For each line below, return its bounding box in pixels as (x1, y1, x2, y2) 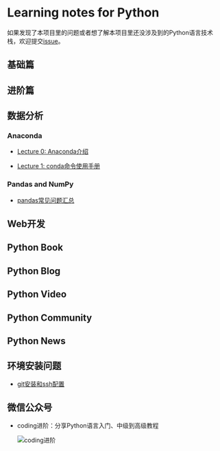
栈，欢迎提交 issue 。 (7, 36, 64, 45)
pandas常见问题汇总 (16, 196, 75, 204)
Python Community (7, 312, 93, 323)
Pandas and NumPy (7, 180, 74, 189)
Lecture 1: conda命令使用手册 (16, 162, 101, 170)
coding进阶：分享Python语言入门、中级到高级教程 (16, 421, 159, 430)
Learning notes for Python (7, 5, 160, 21)
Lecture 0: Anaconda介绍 (16, 148, 89, 156)
